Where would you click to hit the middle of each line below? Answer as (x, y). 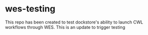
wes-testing (30, 9)
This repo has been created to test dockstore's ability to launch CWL (74, 22)
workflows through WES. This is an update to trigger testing (65, 27)
